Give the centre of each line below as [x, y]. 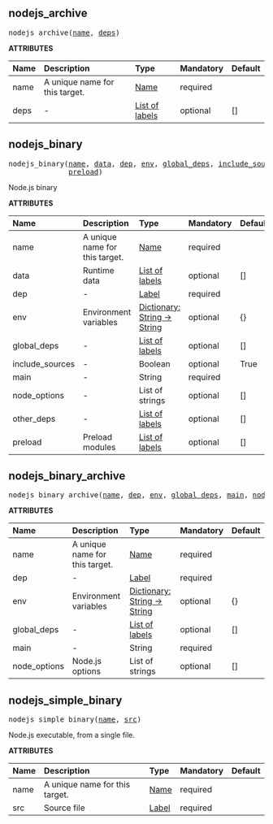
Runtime [99, 270]
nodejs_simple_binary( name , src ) [75, 720]
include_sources [44, 363]
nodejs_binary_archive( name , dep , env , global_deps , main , [129, 495]
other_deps [34, 419]
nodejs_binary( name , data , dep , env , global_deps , [111, 163]
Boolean [154, 363]
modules [99, 447]
